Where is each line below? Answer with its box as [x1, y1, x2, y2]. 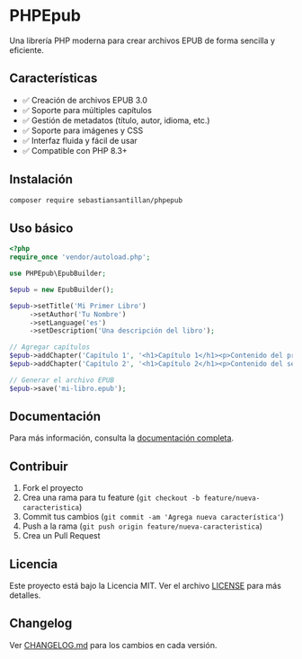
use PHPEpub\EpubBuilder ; [9, 269, 106, 278]
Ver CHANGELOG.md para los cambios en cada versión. [9, 639, 218, 650]
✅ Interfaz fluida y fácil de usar [22, 135, 138, 146]
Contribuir [9, 459, 69, 474]
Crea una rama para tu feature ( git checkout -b [22, 492, 200, 503]
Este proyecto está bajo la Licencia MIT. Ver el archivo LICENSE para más [9, 581, 281, 592]
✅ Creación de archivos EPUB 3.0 [22, 94, 148, 105]
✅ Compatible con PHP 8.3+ [22, 145, 128, 156]
